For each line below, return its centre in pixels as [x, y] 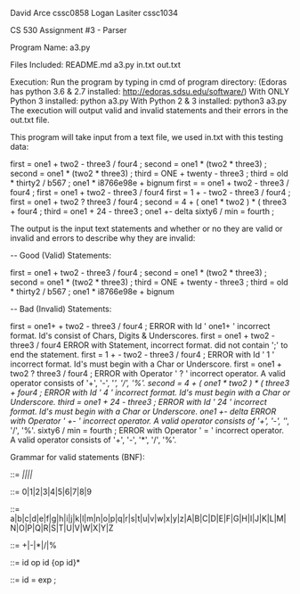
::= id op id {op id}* [45, 562]
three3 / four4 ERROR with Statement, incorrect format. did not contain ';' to [149, 345]
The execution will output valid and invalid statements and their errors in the [149, 110]
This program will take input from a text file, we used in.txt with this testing [147, 137]
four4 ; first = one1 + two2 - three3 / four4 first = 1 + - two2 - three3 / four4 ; [150, 192]
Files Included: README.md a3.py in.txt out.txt [95, 65]
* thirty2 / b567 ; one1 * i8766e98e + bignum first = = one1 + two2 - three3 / [150, 183]
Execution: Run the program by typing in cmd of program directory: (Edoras [149, 82]
